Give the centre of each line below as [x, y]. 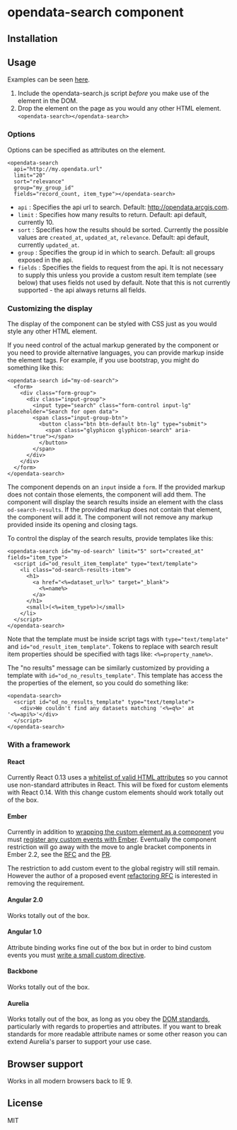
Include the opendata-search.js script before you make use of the [113, 94]
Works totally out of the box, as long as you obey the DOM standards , [109, 1019]
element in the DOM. [47, 101]
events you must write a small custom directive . [77, 955]
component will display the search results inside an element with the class [115, 502]
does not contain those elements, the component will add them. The [107, 494]
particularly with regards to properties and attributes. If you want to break [114, 1026]
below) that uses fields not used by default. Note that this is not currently [124, 282]
